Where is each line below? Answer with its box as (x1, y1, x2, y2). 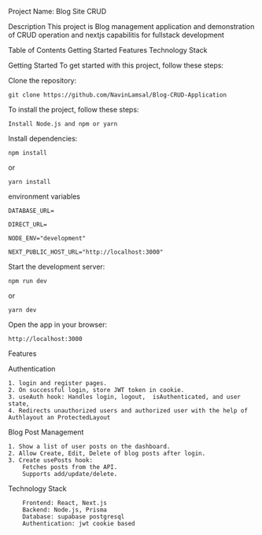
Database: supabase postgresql (22, 513, 125, 521)
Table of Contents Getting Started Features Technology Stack (8, 46, 208, 54)
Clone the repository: (8, 76, 77, 85)
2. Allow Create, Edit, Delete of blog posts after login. (8, 449, 206, 457)
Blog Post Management (8, 427, 84, 437)
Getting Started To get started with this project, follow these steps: (8, 60, 224, 70)
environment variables (8, 192, 81, 201)
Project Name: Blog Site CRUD (8, 7, 107, 16)
